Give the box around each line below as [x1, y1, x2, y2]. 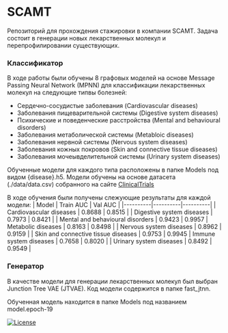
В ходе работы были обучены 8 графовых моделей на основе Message [7, 74, 215, 82]
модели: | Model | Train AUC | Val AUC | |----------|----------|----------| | [7, 201, 216, 209]
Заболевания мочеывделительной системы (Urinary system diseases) [16, 152, 220, 161]
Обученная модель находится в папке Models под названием [7, 297, 187, 306]
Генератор [7, 261, 44, 271]
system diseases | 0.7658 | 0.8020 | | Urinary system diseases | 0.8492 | [7, 237, 212, 245]
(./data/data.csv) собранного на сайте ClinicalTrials [7, 181, 155, 189]
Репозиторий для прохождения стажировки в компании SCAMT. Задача [7, 27, 218, 35]
